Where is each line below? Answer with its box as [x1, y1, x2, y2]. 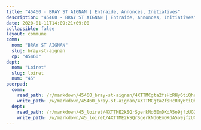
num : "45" [11, 75, 36, 81]
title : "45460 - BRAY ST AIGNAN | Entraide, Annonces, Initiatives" [6, 8, 181, 15]
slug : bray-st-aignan [11, 48, 66, 54]
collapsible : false [6, 25, 55, 32]
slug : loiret [11, 70, 44, 76]
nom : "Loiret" [11, 64, 47, 71]
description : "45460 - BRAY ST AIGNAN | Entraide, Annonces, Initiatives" [6, 14, 197, 20]
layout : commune [6, 31, 47, 37]
